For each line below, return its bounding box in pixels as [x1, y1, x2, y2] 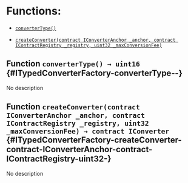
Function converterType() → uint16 [6, 59, 141, 69]
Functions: [6, 4, 62, 18]
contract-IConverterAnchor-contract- [6, 144, 153, 155]
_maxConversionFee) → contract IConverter [6, 127, 170, 136]
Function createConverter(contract [6, 101, 141, 112]
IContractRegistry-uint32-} [6, 154, 112, 164]
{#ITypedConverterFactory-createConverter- [6, 135, 182, 146]
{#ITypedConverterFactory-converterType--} [6, 68, 183, 79]
